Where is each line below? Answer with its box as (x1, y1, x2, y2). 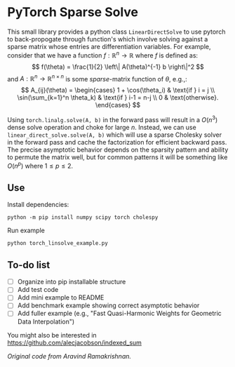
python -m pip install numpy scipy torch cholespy (7, 214, 159, 221)
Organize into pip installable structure (17, 278, 126, 286)
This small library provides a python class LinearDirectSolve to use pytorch (7, 27, 226, 36)
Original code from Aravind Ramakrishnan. (7, 352, 132, 360)
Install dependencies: (7, 201, 69, 209)
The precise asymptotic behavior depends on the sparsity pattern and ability (7, 145, 229, 154)
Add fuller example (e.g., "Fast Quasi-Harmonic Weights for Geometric (17, 309, 222, 318)
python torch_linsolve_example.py (7, 240, 109, 247)
